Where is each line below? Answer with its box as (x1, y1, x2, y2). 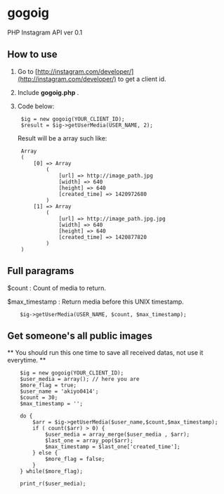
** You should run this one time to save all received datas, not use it (7, 349, 204, 357)
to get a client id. (117, 74, 166, 83)
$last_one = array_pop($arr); (44, 437, 133, 444)
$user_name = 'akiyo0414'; (20, 388, 99, 395)
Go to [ (17, 67, 38, 75)
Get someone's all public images (7, 330, 153, 342)
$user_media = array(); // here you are (20, 376, 140, 383)
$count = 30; (20, 394, 58, 401)
